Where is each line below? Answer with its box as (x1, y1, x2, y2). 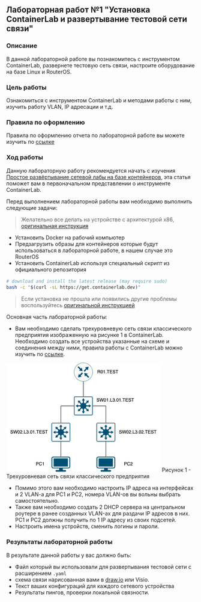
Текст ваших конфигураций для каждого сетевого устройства (14, 582, 175, 589)
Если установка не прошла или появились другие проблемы (20, 295, 177, 303)
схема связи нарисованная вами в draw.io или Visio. (14, 576, 149, 583)
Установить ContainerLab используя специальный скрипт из (14, 259, 170, 266)
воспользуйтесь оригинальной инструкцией (20, 302, 135, 309)
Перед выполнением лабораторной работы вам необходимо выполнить (6, 198, 193, 205)
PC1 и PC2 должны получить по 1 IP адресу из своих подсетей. (14, 517, 177, 524)
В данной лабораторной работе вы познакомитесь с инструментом (6, 55, 180, 63)
